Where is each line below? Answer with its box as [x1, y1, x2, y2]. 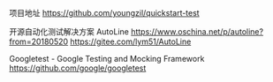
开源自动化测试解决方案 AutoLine [9, 26, 130, 37]
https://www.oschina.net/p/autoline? [131, 26, 263, 37]
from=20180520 [9, 36, 69, 47]
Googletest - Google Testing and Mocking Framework [9, 54, 205, 63]
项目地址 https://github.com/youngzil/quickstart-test [9, 8, 201, 18]
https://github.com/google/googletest [9, 63, 147, 73]
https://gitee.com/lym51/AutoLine [70, 36, 192, 47]
